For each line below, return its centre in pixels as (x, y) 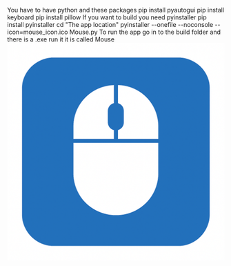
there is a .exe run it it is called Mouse (61, 39)
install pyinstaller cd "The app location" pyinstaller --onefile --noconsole (110, 25)
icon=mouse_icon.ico (38, 32)
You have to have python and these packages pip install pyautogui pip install (116, 10)
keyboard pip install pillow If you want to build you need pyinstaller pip (107, 17)
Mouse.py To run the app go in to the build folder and (145, 32)
